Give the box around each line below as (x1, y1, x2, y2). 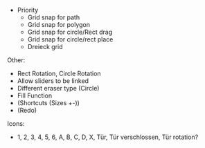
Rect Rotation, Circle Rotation (17, 69, 102, 77)
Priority (17, 6, 39, 14)
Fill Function (17, 91, 53, 100)
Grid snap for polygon (27, 21, 91, 28)
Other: (7, 56, 26, 64)
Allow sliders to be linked (17, 77, 89, 85)
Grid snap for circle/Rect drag (27, 28, 113, 36)
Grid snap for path (27, 13, 80, 21)
